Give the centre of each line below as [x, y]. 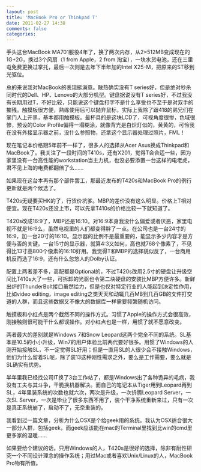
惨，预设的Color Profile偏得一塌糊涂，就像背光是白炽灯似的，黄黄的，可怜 [98, 125]
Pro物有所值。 [24, 463]
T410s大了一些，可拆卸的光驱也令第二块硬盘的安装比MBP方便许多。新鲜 [106, 279]
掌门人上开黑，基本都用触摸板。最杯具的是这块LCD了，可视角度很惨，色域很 [101, 117]
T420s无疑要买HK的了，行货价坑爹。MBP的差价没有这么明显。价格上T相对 [99, 201]
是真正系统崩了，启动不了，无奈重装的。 [56, 408]
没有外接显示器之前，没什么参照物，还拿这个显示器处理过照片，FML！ [98, 132]
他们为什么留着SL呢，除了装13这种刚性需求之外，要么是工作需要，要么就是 [99, 357]
